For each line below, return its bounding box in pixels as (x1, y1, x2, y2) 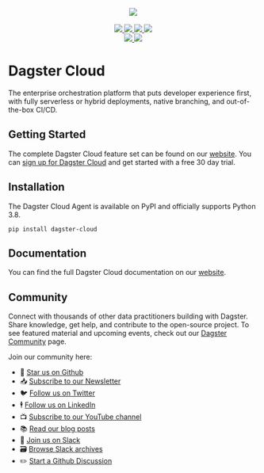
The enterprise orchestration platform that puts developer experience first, (8, 88, 252, 97)
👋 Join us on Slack (19, 436, 81, 445)
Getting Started (8, 128, 86, 142)
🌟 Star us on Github (19, 368, 84, 377)
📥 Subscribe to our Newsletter (19, 376, 121, 386)
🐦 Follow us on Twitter (19, 388, 95, 398)
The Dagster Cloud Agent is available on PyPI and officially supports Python (8, 201, 256, 211)
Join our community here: (8, 353, 93, 362)
